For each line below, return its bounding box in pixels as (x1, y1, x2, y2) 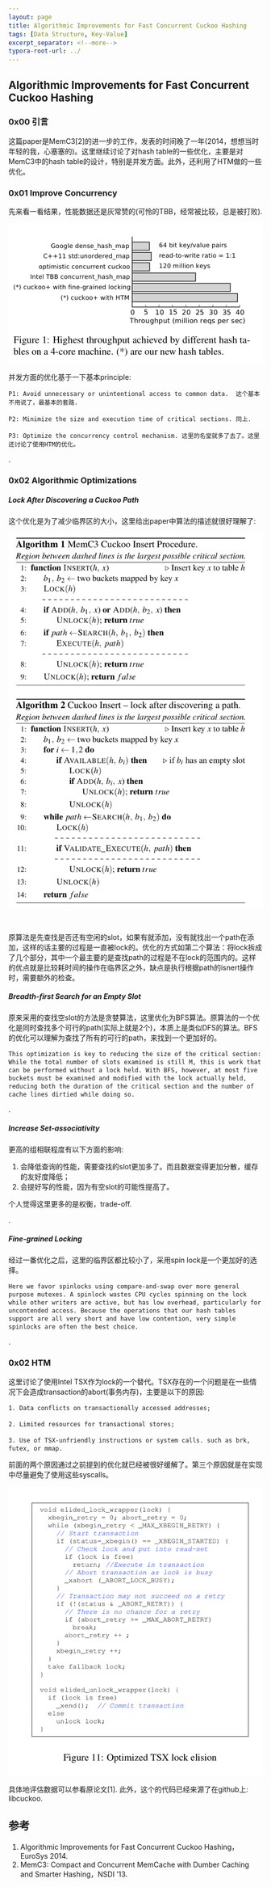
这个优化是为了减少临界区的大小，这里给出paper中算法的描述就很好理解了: (8, 516, 256, 525)
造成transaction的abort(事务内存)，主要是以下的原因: (29, 1387, 206, 1396)
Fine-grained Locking (8, 1234, 82, 1244)
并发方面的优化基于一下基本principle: (8, 373, 131, 382)
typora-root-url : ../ (8, 47, 81, 56)
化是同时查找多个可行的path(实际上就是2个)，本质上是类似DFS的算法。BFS (8, 1023, 258, 1033)
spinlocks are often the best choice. (8, 1323, 139, 1331)
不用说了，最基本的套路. (8, 398, 78, 407)
